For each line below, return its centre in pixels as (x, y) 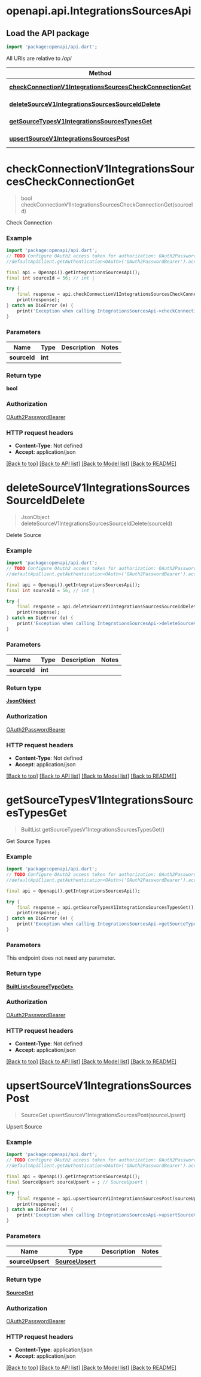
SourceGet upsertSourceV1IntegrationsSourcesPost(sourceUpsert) (103, 1115)
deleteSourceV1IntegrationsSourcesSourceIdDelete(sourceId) (97, 523)
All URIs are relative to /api (39, 58)
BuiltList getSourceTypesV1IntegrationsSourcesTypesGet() (93, 829)
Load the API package (48, 33)
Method (100, 73)
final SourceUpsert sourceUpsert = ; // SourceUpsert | (77, 1182)
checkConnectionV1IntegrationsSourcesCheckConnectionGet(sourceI (107, 204)
